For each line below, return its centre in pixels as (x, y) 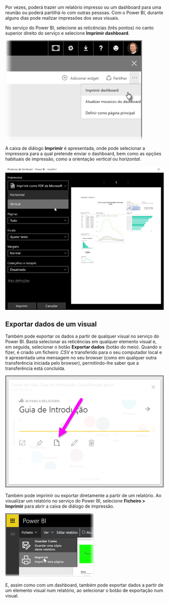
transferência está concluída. (35, 368)
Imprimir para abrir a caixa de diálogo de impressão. (60, 506)
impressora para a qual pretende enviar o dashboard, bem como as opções (83, 154)
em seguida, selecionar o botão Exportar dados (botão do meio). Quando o (83, 347)
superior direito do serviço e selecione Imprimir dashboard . (67, 33)
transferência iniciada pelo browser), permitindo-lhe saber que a (72, 363)
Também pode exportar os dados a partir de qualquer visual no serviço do (82, 336)
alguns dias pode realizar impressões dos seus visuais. (62, 18)
